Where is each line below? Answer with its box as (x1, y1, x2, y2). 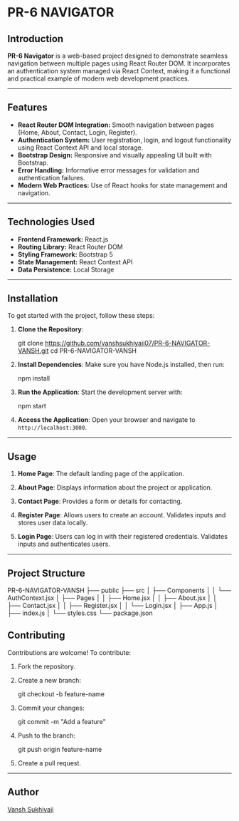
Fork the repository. (17, 662, 76, 671)
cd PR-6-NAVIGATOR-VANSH (50, 346, 137, 355)
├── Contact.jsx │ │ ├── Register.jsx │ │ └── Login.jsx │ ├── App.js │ (7, 601, 218, 610)
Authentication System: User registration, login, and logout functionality (17, 135, 232, 144)
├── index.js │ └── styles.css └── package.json (7, 609, 153, 617)
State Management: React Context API (17, 257, 133, 266)
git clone (17, 339, 44, 348)
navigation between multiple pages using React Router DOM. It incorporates (7, 59, 230, 68)
